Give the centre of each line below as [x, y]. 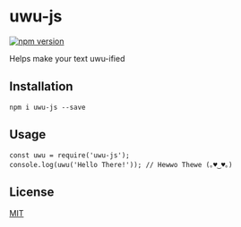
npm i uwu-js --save [48, 107]
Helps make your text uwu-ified [67, 58]
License [32, 192]
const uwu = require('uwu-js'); [69, 155]
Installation [41, 87]
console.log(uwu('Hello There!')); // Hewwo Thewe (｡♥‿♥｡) [121, 164]
